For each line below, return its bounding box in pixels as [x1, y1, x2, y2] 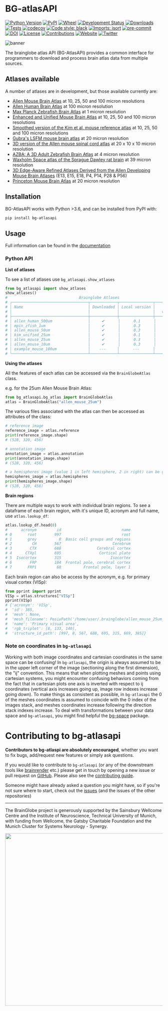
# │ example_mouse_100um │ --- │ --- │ [5, 347, 155, 352]
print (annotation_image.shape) [5, 456, 70, 461]
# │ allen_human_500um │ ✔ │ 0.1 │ [5, 318, 156, 323]
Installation [5, 193, 41, 201]
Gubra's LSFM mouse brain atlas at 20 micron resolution [12, 135, 129, 141]
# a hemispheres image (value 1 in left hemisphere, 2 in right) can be [5, 469, 160, 474]
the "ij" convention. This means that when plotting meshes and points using [5, 670, 161, 676]
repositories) [5, 793, 31, 799]
